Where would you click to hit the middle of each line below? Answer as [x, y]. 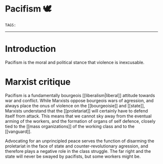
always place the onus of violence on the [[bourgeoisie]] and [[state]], [75, 106]
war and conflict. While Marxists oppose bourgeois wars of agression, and [79, 100]
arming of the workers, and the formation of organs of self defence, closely [80, 121]
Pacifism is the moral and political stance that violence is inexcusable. [75, 62]
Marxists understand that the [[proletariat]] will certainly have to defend [76, 111]
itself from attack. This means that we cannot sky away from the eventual [78, 116]
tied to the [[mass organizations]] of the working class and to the [70, 126]
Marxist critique [38, 82]
